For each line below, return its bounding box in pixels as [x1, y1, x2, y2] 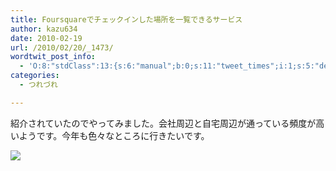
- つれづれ [19, 80, 58, 90]
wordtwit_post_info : [10, 52, 97, 62]
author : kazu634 [10, 24, 78, 34]
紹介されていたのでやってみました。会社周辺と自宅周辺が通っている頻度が [10, 117, 317, 129]
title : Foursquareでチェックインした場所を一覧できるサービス [10, 14, 243, 25]
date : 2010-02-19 [10, 33, 83, 43]
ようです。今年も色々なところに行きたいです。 [18, 129, 210, 141]
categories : [10, 71, 60, 81]
